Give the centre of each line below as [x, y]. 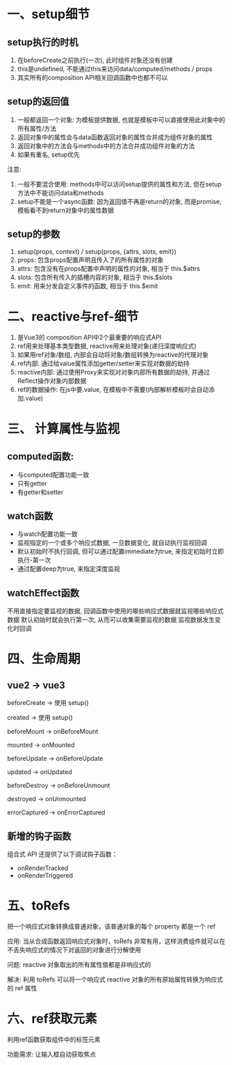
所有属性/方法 [37, 128]
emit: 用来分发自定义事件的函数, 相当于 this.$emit [88, 285]
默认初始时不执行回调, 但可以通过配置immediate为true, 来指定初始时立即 [121, 551]
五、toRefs [39, 906]
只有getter [32, 483]
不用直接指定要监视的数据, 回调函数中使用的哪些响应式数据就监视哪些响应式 [115, 611]
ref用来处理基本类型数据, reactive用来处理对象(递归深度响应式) [107, 346]
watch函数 [30, 516]
